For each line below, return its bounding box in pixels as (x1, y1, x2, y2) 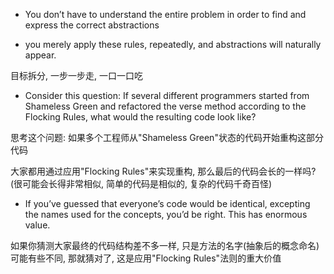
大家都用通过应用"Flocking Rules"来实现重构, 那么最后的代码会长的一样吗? (10, 165, 317, 177)
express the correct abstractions (24, 19, 160, 31)
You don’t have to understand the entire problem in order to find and (24, 9, 307, 20)
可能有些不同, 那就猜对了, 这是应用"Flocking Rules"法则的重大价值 (10, 252, 282, 264)
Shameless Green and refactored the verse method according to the (24, 100, 307, 112)
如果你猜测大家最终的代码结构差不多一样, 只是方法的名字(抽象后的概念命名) (10, 240, 320, 251)
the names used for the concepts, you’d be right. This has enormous (24, 209, 308, 220)
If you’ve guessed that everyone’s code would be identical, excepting (24, 198, 311, 209)
